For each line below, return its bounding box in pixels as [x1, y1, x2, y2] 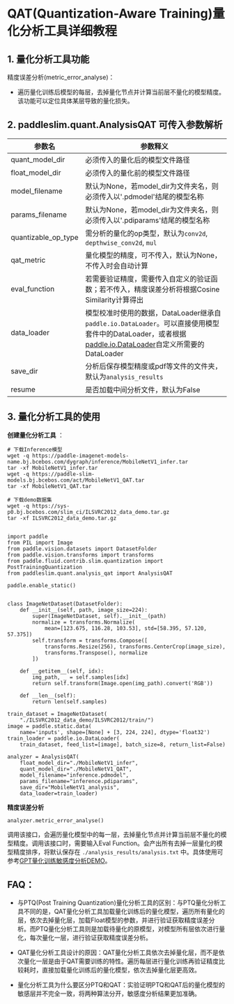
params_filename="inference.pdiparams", [19, 777, 139, 784]
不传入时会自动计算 [85, 261, 148, 271]
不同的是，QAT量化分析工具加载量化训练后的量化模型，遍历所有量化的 [23, 908, 225, 916]
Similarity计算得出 [85, 294, 144, 304]
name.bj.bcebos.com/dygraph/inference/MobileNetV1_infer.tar [7, 458, 189, 465]
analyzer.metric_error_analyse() [7, 817, 104, 824]
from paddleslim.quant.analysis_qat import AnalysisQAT [7, 570, 173, 577]
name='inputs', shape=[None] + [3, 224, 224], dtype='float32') [19, 729, 210, 736]
